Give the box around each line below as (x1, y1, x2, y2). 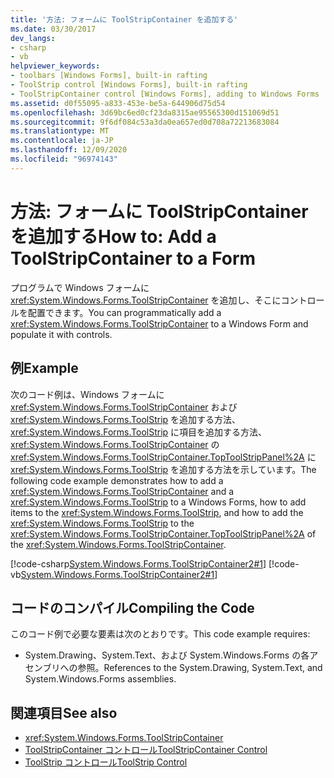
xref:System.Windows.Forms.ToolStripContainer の (10, 438, 220, 450)
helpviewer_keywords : (10, 61, 101, 71)
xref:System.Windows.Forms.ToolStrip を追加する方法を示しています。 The (10, 463, 317, 475)
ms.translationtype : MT (10, 126, 110, 136)
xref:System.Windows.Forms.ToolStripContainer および (10, 401, 238, 413)
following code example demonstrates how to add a (10, 474, 224, 486)
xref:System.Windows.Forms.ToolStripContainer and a (10, 485, 235, 497)
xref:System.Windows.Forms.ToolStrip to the (10, 517, 195, 529)
